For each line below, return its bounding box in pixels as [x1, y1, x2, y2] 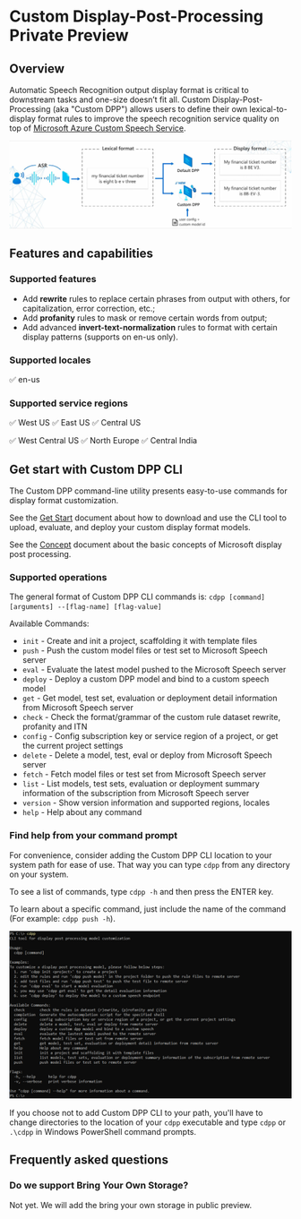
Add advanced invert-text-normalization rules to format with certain [21, 322, 278, 332]
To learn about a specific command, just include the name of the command [9, 903, 287, 914]
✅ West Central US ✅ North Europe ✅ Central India [9, 435, 198, 446]
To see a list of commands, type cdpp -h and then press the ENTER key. [9, 886, 274, 897]
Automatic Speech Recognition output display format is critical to [9, 85, 249, 95]
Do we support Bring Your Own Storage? [9, 1180, 189, 1192]
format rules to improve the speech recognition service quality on [37, 114, 279, 124]
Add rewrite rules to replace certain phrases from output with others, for [21, 293, 291, 304]
